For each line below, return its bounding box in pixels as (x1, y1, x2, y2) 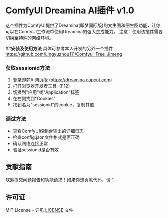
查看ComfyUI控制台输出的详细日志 (12, 128, 84, 134)
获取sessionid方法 (5, 64, 50, 71)
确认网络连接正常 (12, 140, 48, 146)
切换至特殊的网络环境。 (5, 35, 54, 41)
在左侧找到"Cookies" (12, 96, 56, 102)
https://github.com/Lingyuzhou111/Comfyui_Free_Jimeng (5, 51, 122, 57)
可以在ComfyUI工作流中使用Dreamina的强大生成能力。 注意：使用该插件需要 (5, 28, 163, 34)
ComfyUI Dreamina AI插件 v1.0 (5, 5, 134, 16)
